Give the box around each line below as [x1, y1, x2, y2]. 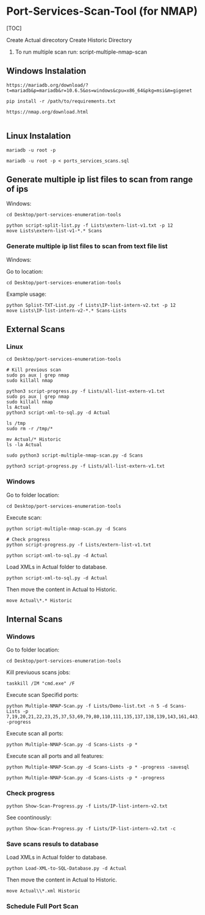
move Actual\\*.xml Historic [6, 887, 81, 894]
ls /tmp [6, 421, 26, 427]
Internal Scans [6, 614, 63, 625]
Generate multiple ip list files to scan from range [6, 174, 193, 185]
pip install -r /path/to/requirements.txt [6, 98, 116, 105]
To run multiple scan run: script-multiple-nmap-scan [15, 48, 148, 56]
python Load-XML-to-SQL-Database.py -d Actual [6, 865, 127, 872]
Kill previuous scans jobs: [6, 669, 71, 676]
